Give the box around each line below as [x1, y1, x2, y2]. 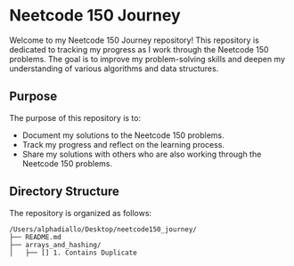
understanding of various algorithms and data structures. [9, 63, 219, 74]
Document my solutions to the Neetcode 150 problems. [21, 130, 225, 141]
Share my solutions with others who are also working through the [21, 149, 262, 159]
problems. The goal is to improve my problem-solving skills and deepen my [9, 53, 286, 64]
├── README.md [9, 232, 62, 241]
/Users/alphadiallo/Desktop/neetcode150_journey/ [9, 224, 198, 234]
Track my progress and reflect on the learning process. [21, 139, 225, 149]
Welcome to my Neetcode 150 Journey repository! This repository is [9, 35, 260, 45]
